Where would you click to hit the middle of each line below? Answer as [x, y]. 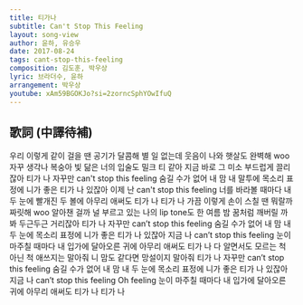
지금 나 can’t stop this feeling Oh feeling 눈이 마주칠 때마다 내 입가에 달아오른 [148, 281]
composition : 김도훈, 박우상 [59, 69]
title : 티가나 [33, 18]
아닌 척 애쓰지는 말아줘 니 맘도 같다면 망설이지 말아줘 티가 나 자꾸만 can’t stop [147, 258]
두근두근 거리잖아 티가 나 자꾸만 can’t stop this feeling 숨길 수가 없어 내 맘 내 [155, 224]
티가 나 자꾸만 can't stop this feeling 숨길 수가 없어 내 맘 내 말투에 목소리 [155, 178]
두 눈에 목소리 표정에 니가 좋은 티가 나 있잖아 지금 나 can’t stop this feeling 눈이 [150, 235]
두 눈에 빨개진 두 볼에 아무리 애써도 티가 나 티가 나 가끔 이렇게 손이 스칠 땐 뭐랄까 [151, 201]
